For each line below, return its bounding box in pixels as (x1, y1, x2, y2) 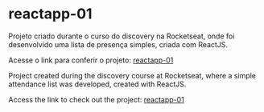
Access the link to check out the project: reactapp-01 (8, 94, 185, 104)
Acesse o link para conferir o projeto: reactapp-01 (8, 55, 174, 65)
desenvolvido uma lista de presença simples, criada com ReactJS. (8, 39, 228, 49)
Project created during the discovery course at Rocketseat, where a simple (8, 70, 256, 80)
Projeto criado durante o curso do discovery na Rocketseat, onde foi (8, 31, 235, 41)
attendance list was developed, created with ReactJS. (8, 79, 187, 89)
